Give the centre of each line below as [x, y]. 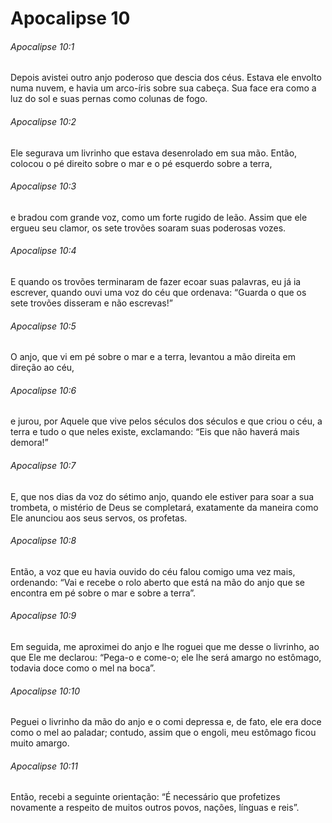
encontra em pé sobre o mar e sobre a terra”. [103, 593]
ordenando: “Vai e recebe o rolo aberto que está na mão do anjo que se [158, 582]
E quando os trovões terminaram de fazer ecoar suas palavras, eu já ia [156, 281]
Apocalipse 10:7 [43, 465]
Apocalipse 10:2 [43, 121]
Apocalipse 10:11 [44, 766]
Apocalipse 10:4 [43, 251]
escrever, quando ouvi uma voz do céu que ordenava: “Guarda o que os [158, 292]
